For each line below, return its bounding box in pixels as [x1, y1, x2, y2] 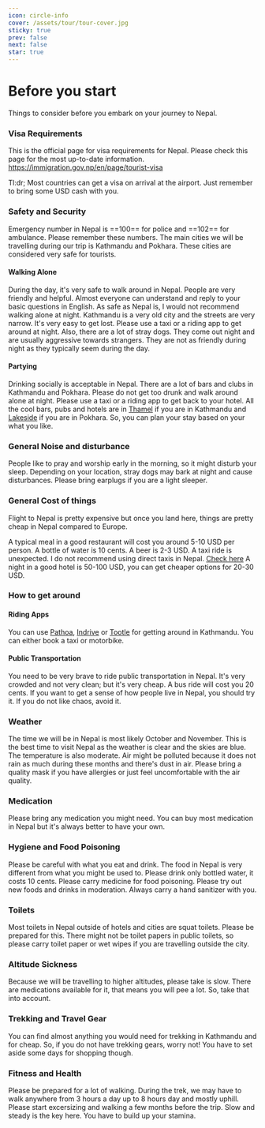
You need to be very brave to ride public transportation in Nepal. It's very [8, 671, 246, 680]
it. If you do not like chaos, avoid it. [8, 696, 121, 706]
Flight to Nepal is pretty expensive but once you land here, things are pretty [8, 513, 254, 523]
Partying [8, 362, 38, 371]
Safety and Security [8, 206, 87, 217]
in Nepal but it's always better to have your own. [8, 822, 166, 831]
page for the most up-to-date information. [8, 155, 144, 164]
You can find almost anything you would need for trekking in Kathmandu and [8, 1031, 257, 1040]
